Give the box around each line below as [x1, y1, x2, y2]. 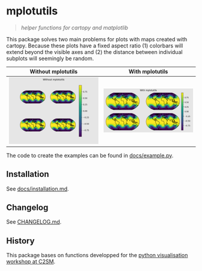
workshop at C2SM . [6, 258, 56, 265]
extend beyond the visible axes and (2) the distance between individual [6, 48, 183, 55]
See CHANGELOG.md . [6, 218, 62, 225]
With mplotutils [128, 68, 168, 76]
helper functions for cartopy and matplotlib [20, 24, 128, 31]
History [6, 236, 35, 246]
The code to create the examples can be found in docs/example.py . [6, 152, 174, 159]
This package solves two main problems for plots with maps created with [6, 35, 188, 43]
